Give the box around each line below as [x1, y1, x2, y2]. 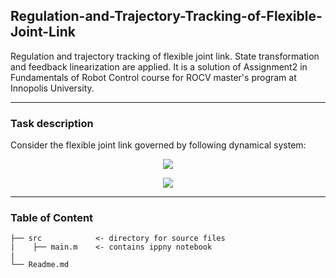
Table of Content [10, 211, 94, 225]
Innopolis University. [10, 82, 95, 94]
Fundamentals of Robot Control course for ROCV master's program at [10, 71, 297, 83]
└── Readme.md [10, 260, 70, 270]
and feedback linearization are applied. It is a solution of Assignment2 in [10, 60, 308, 73]
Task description [10, 116, 94, 130]
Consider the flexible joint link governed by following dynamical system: [10, 139, 307, 151]
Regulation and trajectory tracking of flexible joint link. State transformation [10, 50, 320, 62]
